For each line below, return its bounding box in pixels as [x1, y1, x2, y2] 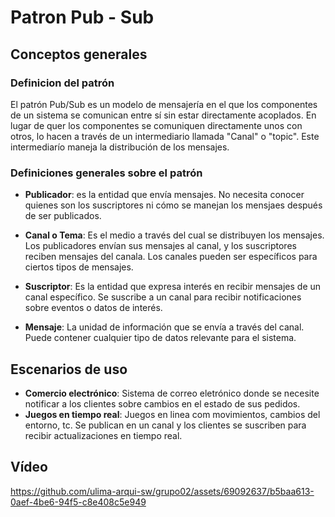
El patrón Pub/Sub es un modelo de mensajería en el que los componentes [10, 98, 318, 110]
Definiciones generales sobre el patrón [10, 166, 203, 180]
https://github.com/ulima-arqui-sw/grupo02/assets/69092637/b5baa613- [10, 485, 315, 497]
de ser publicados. [24, 210, 102, 222]
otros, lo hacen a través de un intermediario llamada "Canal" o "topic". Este [10, 130, 320, 142]
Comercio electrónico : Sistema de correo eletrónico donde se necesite [24, 387, 320, 399]
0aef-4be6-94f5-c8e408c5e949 [10, 496, 147, 508]
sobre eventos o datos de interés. [24, 302, 163, 314]
